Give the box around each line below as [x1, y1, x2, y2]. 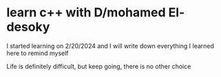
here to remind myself [6, 49, 70, 57]
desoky [6, 19, 50, 35]
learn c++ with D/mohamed [6, 5, 166, 20]
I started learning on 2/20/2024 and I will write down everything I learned [6, 42, 215, 50]
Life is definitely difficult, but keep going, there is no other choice [6, 62, 191, 70]
